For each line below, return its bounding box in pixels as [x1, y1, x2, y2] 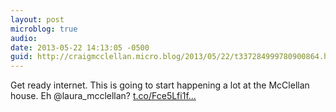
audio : [10, 33, 38, 43]
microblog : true [10, 24, 78, 34]
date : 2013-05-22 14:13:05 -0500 [10, 42, 150, 53]
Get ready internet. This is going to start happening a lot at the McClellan [10, 79, 310, 91]
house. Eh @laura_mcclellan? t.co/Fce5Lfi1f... [10, 90, 197, 102]
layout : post [10, 14, 65, 25]
